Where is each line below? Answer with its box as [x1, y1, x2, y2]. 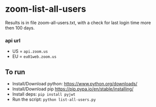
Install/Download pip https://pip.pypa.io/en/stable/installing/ [12, 86, 134, 92]
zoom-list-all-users [5, 3, 86, 15]
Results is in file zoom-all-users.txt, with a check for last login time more [5, 20, 151, 26]
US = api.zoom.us [12, 48, 48, 54]
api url [5, 37, 21, 44]
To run [5, 68, 26, 76]
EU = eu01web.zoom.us [12, 53, 57, 59]
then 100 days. [5, 25, 35, 30]
